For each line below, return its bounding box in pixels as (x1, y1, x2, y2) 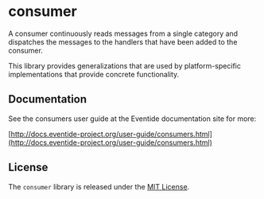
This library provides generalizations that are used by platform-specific (8, 60, 241, 70)
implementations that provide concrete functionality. (8, 69, 180, 79)
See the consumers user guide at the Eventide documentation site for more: (8, 114, 257, 123)
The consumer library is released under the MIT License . (8, 181, 190, 191)
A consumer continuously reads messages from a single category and (8, 29, 239, 38)
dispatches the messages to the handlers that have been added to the (8, 37, 238, 46)
